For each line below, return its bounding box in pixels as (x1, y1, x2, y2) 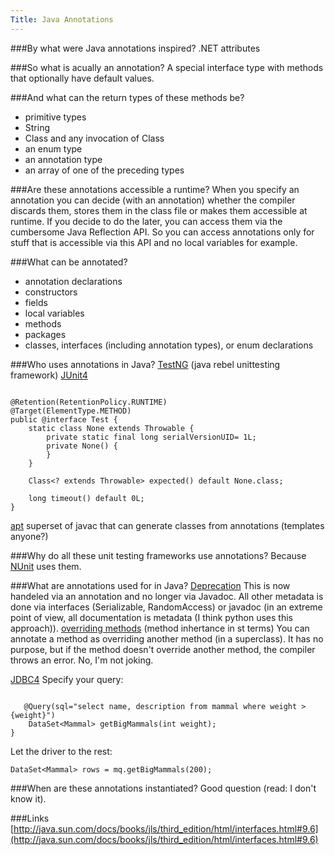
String (24, 121, 51, 133)
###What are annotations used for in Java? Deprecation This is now (10, 579, 291, 591)
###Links (10, 812, 50, 824)
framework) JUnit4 (10, 369, 88, 381)
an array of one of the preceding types (24, 164, 185, 176)
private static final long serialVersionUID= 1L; (46, 432, 257, 442)
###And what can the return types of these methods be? (10, 91, 245, 103)
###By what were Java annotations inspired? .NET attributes (10, 42, 261, 54)
